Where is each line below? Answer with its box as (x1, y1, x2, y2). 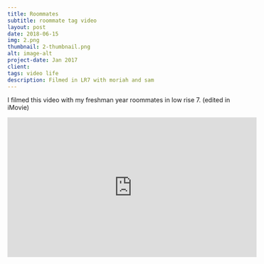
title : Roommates (7, 10, 59, 18)
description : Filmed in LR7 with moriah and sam (7, 76, 154, 84)
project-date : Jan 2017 (7, 57, 78, 64)
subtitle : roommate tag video (7, 17, 97, 24)
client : (7, 63, 31, 70)
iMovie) (7, 104, 30, 112)
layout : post (7, 23, 46, 31)
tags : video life (7, 70, 59, 77)
